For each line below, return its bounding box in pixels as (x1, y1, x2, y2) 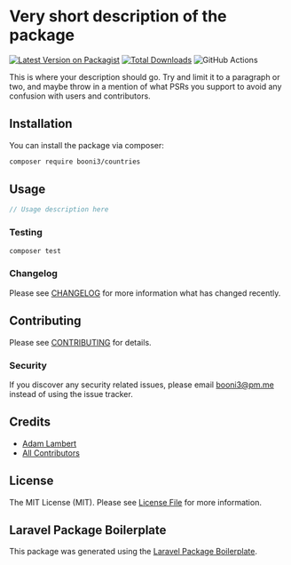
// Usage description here (9, 205, 109, 214)
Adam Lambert (21, 438, 77, 449)
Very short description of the (9, 6, 228, 27)
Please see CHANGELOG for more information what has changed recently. (9, 287, 281, 298)
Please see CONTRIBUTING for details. (9, 337, 153, 347)
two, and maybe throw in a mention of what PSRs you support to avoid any (9, 81, 282, 92)
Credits (9, 415, 51, 430)
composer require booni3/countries (9, 157, 141, 166)
